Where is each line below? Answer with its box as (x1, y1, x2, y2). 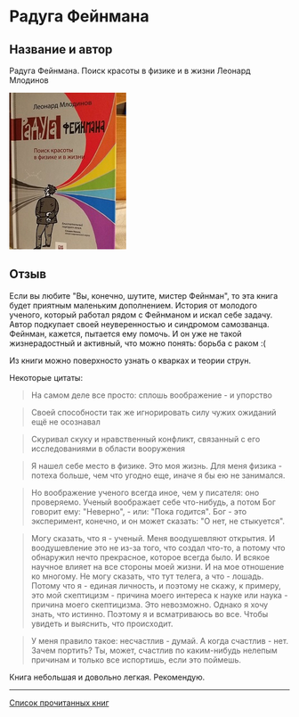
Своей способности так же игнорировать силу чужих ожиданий (30, 407, 277, 417)
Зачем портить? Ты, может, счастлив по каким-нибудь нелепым (30, 645, 278, 655)
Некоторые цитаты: (9, 372, 83, 383)
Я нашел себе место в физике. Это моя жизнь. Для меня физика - (30, 460, 283, 471)
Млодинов (9, 75, 49, 86)
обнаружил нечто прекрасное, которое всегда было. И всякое (30, 551, 271, 563)
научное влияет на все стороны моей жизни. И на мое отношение (30, 561, 285, 572)
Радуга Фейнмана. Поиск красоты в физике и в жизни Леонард (9, 65, 251, 76)
